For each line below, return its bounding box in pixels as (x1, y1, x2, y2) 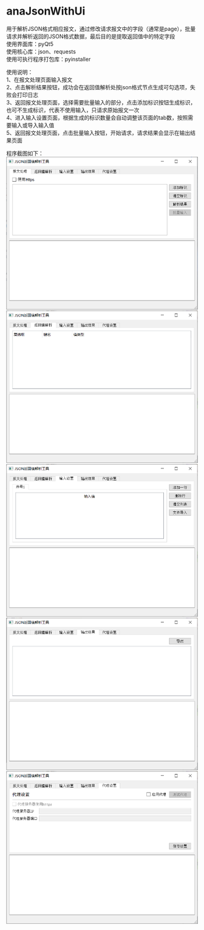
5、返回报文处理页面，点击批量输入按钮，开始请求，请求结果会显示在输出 (6, 129, 191, 136)
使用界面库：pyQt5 (6, 40, 53, 47)
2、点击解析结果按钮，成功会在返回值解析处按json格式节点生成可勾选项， (6, 83, 190, 91)
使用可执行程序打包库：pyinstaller (6, 55, 91, 63)
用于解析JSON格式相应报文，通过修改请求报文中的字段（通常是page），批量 (6, 25, 196, 32)
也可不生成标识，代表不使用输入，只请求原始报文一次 (6, 106, 140, 114)
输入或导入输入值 (11, 121, 55, 129)
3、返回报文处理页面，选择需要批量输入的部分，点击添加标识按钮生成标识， (6, 98, 196, 106)
